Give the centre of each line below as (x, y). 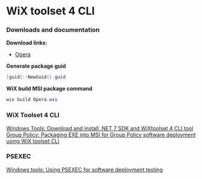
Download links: (27, 43)
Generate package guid (36, 66)
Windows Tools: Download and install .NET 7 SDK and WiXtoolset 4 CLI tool (100, 128)
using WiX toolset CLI (33, 141)
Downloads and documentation (53, 30)
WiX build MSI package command (49, 89)
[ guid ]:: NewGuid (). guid (36, 77)
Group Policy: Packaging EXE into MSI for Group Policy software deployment (101, 135)
